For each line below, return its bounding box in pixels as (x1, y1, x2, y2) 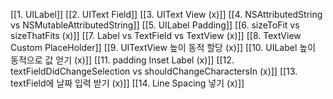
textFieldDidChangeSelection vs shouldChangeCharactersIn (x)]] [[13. (10, 65, 298, 77)
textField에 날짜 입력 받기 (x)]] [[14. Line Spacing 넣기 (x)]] (10, 77, 245, 89)
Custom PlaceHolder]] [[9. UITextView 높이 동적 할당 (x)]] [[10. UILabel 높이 (10, 42, 317, 53)
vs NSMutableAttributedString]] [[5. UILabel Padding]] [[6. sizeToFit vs (10, 19, 300, 31)
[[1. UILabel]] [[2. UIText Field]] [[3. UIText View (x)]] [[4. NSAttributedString (10, 9, 323, 20)
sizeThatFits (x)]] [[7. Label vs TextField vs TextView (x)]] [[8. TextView (10, 30, 302, 41)
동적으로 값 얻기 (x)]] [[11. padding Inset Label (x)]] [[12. (10, 54, 235, 66)
